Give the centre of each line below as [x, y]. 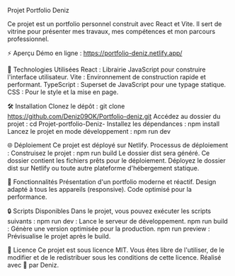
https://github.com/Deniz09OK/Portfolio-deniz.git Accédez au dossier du [114, 116]
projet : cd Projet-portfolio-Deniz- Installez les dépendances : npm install [114, 124]
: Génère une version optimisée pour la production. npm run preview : [109, 229]
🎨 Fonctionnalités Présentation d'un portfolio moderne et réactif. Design [112, 182]
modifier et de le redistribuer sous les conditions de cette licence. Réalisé [114, 257]
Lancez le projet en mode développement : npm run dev [89, 131]
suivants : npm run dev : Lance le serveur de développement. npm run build [117, 221]
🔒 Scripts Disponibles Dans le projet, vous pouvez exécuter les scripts [109, 211]
